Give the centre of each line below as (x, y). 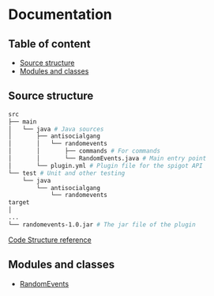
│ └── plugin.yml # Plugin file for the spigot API (105, 165)
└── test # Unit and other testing (67, 173)
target (19, 203)
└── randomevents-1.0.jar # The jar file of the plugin (102, 224)
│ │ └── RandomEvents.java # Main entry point (107, 159)
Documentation (60, 15)
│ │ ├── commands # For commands (84, 151)
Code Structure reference (50, 240)
